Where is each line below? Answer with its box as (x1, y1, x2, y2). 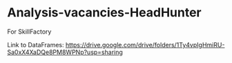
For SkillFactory (7, 27, 52, 36)
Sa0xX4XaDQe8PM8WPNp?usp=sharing (7, 48, 123, 56)
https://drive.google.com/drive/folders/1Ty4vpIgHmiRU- (65, 40, 225, 49)
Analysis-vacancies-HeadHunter (7, 5, 202, 21)
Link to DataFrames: (7, 40, 64, 49)
